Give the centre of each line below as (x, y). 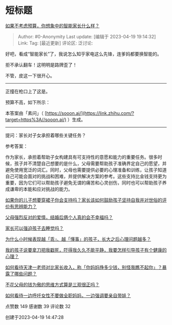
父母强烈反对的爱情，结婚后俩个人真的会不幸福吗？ (59, 217)
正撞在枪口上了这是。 (28, 91)
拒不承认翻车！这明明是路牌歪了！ (41, 65)
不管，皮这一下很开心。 (30, 75)
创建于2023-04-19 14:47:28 (35, 317)
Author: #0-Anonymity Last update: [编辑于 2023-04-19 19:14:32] (87, 36)
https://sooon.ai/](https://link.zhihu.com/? (90, 113)
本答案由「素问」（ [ (26, 113)
